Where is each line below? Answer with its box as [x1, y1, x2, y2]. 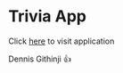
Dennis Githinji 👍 [8, 53, 72, 64]
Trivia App [8, 6, 86, 27]
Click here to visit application [8, 36, 115, 46]
